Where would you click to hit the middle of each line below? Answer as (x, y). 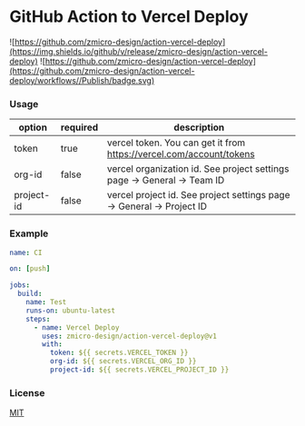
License (27, 392)
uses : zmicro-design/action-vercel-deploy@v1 (130, 336)
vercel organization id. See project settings (198, 169)
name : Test (46, 302)
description (199, 127)
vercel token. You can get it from (177, 143)
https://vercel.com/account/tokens (182, 154)
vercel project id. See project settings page (199, 195)
